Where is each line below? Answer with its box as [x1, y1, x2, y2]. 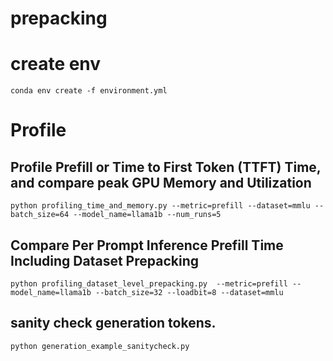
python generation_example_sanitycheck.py [10, 341, 190, 351]
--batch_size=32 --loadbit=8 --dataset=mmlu [95, 287, 284, 297]
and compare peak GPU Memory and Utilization [10, 174, 312, 191]
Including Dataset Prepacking [10, 252, 199, 269]
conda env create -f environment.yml [10, 86, 168, 96]
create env [10, 53, 102, 76]
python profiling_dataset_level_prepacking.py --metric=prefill [10, 278, 288, 289]
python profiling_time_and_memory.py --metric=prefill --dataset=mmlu [10, 201, 311, 211]
